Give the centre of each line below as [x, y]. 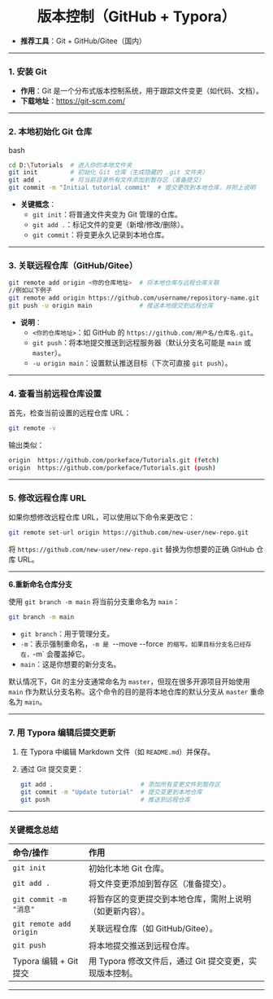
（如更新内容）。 [119, 911]
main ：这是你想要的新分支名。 [70, 664]
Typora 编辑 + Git [45, 962]
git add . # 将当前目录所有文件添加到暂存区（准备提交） [106, 180]
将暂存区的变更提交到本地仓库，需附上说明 [170, 899]
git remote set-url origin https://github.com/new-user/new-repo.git [129, 533]
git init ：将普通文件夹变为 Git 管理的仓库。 [107, 215]
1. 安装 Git [28, 72]
